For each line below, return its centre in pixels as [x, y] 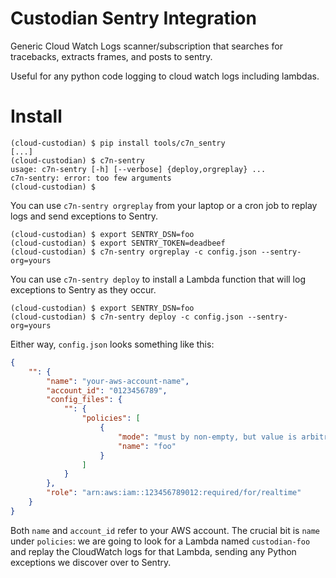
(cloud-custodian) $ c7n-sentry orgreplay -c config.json [133, 252]
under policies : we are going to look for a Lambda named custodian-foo [160, 541]
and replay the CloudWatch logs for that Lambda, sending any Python [153, 551]
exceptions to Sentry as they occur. [83, 289]
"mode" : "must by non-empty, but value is [207, 437]
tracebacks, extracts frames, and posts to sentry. [111, 56]
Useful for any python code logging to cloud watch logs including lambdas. [165, 76]
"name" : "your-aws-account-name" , [118, 381]
